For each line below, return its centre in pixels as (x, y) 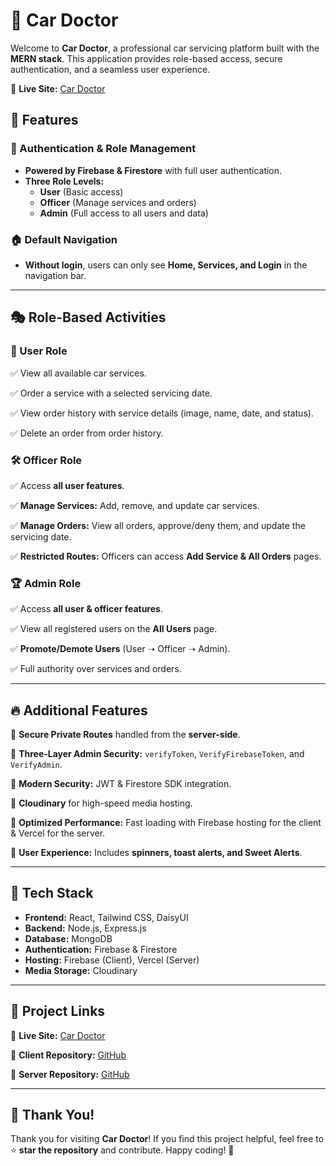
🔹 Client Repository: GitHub (68, 1055)
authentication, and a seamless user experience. (110, 69)
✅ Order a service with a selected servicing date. (111, 393)
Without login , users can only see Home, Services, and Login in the (166, 265)
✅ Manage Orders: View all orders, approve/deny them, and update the (158, 525)
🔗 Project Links (58, 1011)
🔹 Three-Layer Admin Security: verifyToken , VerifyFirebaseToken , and (157, 754)
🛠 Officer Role (46, 460)
